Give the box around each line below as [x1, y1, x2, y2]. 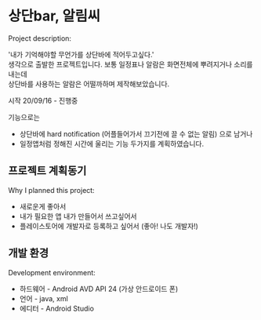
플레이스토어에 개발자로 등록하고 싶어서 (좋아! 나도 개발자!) [19, 221, 198, 231]
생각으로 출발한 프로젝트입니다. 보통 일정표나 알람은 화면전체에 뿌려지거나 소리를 [8, 60, 253, 69]
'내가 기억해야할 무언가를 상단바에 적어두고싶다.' [8, 49, 154, 59]
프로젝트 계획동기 [8, 164, 87, 177]
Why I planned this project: [8, 185, 96, 195]
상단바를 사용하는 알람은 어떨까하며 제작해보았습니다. [8, 79, 170, 89]
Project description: [8, 33, 72, 43]
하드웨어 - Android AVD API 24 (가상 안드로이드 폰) [19, 284, 179, 293]
